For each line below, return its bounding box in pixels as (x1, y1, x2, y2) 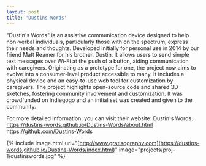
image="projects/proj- (118, 146, 175, 153)
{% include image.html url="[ (6, 139, 80, 146)
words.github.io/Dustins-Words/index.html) (6, 146, 115, 153)
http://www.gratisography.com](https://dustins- (79, 139, 200, 146)
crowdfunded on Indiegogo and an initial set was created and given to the (6, 96, 193, 104)
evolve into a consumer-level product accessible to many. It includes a (6, 70, 185, 78)
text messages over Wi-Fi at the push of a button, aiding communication (6, 57, 189, 65)
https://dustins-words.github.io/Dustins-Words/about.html (6, 121, 153, 128)
